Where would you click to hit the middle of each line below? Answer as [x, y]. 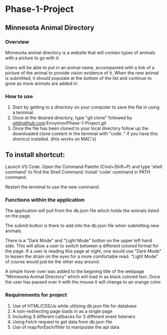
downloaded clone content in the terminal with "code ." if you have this [85, 134]
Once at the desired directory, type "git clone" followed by [72, 118]
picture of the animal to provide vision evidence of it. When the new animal [82, 73]
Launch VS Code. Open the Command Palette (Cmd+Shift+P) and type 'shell [84, 167]
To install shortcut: [35, 155]
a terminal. [23, 113]
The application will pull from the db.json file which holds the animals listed [82, 211]
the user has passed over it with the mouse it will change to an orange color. [83, 282]
